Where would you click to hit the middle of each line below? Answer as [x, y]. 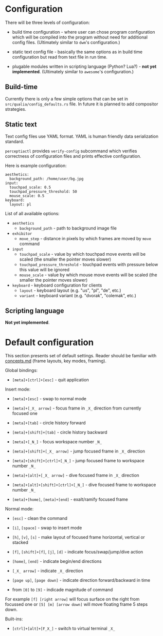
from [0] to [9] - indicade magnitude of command [62, 590]
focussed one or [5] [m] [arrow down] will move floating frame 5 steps [76, 604]
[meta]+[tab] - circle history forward [49, 423]
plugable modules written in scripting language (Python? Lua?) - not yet [84, 66]
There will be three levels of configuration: [47, 22]
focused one [25, 413]
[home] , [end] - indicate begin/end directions [57, 561]
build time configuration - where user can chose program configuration [83, 32]
